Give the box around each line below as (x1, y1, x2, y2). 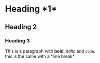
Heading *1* (5, 3, 57, 15)
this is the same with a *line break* (5, 53, 75, 59)
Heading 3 (5, 37, 30, 44)
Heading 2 (5, 23, 37, 31)
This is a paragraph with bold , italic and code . (5, 48, 96, 54)
